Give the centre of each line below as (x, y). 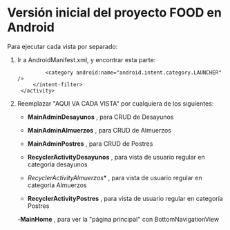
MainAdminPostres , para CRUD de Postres (90, 144)
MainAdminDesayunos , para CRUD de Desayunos (100, 117)
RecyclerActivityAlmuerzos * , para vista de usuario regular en (115, 178)
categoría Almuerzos (57, 185)
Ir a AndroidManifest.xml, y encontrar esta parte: (86, 59)
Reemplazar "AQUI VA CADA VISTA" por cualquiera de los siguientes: (115, 103)
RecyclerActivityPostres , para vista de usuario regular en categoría (125, 198)
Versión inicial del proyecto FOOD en (115, 13)
